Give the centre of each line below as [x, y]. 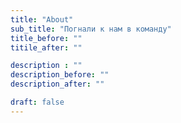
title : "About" [42, 19]
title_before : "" [46, 38]
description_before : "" [60, 75]
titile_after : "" [46, 47]
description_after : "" [57, 84]
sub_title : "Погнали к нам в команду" [91, 29]
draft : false [37, 102]
